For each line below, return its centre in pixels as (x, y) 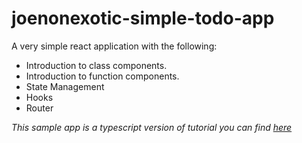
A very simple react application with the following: (114, 46)
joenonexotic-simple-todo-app (143, 18)
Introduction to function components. (102, 76)
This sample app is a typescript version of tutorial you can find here (152, 127)
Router (39, 108)
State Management (65, 86)
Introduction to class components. (96, 65)
